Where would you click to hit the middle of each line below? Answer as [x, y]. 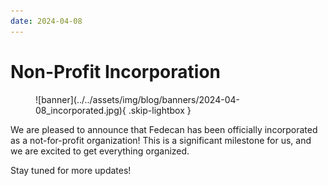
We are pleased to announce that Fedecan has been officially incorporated [164, 129]
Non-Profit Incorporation [116, 71]
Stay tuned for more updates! [71, 170]
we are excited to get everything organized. [100, 151]
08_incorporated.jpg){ [81, 110]
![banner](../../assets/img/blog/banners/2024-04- [137, 99]
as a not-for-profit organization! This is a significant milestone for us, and [161, 140]
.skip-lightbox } [160, 110]
